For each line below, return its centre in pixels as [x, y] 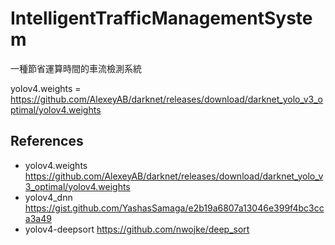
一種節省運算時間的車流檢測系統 [76, 68]
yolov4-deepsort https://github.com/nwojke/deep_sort [137, 229]
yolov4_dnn [48, 197]
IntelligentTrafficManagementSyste [161, 18]
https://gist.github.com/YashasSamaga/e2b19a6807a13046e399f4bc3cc [174, 208]
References [47, 141]
